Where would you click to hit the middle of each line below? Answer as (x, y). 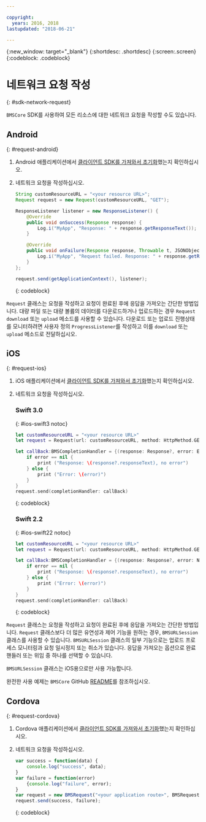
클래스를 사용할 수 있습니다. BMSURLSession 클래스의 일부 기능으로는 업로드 (95, 640)
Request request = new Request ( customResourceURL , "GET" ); (92, 200)
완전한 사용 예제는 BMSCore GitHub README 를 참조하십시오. (78, 682)
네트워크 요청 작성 (48, 85)
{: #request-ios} (27, 368)
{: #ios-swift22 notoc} (43, 532)
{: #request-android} (32, 149)
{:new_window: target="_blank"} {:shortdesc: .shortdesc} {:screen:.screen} (101, 52)
